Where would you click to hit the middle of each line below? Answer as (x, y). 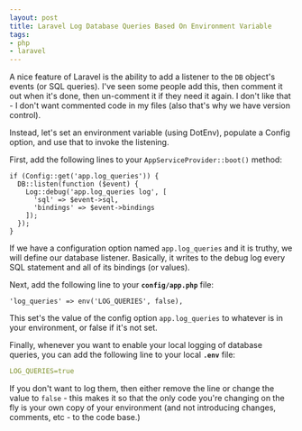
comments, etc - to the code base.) (75, 417)
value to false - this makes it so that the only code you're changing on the (147, 398)
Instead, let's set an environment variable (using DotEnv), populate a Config (150, 133)
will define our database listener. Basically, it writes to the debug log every (147, 258)
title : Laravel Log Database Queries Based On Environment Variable (141, 26)
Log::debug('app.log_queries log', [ (96, 192)
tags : (19, 34)
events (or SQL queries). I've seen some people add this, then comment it (146, 87)
